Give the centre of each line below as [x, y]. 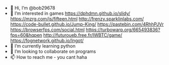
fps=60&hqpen [26, 35]
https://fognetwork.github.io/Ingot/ [47, 40]
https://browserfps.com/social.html [47, 30]
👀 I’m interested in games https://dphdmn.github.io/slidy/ [70, 13]
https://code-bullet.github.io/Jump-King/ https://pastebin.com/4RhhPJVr [87, 24]
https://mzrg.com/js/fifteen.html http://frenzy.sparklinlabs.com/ [77, 19]
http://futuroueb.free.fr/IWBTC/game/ [83, 35]
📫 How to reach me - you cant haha [48, 57]
